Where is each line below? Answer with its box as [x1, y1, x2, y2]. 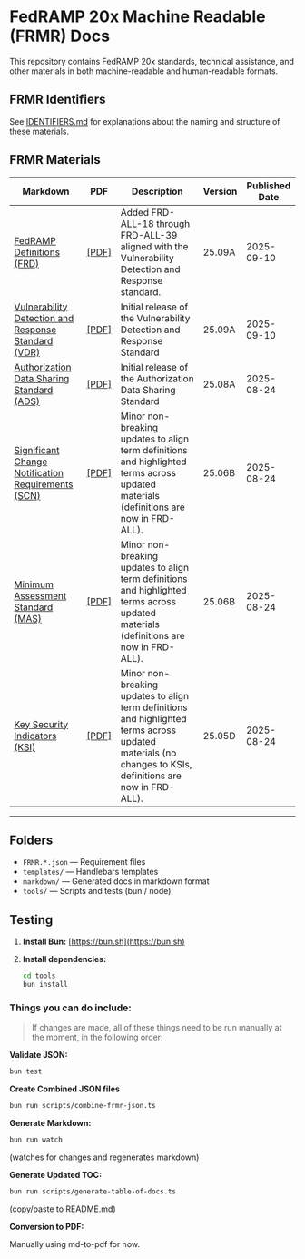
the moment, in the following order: [31, 1031, 163, 1043]
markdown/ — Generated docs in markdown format [22, 876, 211, 887]
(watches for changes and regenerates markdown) [9, 1152, 200, 1163]
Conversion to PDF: [9, 1221, 84, 1232]
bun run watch [9, 1135, 64, 1144]
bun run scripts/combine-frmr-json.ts [9, 1102, 156, 1111]
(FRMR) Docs [9, 25, 111, 46]
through [155, 217, 191, 229]
